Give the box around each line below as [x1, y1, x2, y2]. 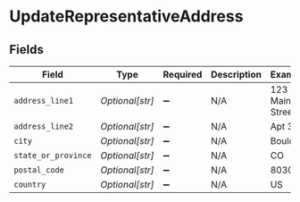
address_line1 [13, 96, 74, 105]
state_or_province [13, 150, 92, 160]
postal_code [13, 165, 65, 175]
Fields [9, 42, 45, 57]
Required [162, 69, 203, 80]
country [13, 180, 46, 189]
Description [211, 69, 262, 80]
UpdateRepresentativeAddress [9, 6, 244, 27]
